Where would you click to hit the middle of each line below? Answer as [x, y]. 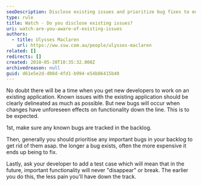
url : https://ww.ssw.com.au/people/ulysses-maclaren [84, 46]
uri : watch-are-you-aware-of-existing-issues [64, 29]
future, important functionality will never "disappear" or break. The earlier [97, 170]
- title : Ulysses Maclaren [45, 40]
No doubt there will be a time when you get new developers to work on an [98, 90]
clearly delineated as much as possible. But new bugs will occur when [93, 104]
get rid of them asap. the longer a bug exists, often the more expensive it [96, 146]
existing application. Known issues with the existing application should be [97, 97]
